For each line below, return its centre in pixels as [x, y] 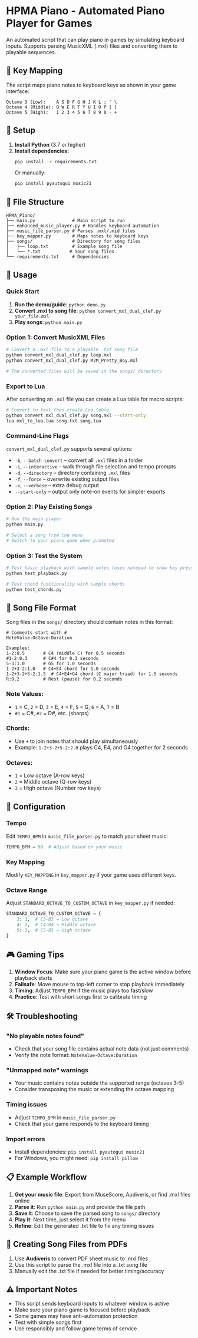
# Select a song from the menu [44, 535]
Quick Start [23, 292]
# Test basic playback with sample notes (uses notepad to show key [92, 568]
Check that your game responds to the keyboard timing [82, 1124]
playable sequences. [31, 52]
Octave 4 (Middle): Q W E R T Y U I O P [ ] [62, 107]
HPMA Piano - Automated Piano [85, 11]
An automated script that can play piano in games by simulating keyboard [95, 39]
